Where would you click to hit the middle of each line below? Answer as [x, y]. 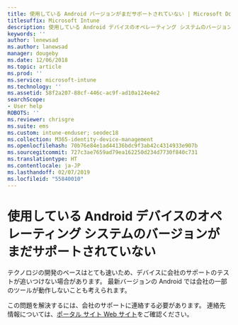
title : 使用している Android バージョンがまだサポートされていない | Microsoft [115, 14]
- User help [25, 106]
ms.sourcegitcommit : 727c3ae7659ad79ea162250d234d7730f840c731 [103, 153]
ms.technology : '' [34, 87]
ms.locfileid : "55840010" [45, 179]
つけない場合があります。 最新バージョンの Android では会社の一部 [130, 282]
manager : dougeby [33, 54]
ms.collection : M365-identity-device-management [80, 139]
